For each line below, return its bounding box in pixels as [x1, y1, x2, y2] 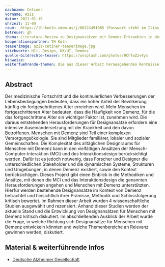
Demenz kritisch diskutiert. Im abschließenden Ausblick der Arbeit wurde [5, 213, 153, 219]
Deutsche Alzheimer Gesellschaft [12, 256, 80, 262]
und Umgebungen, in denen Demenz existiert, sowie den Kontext [5, 166, 137, 172]
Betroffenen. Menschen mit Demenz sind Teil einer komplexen [5, 130, 131, 136]
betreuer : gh [5, 30, 32, 35]
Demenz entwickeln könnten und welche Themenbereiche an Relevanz [5, 224, 149, 230]
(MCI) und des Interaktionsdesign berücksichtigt [50, 150, 148, 156]
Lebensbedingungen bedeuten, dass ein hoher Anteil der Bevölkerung [5, 98, 147, 104]
